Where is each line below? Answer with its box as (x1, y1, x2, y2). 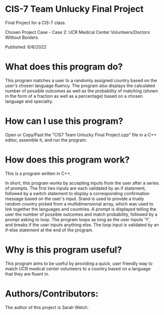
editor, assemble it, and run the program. (5, 137, 87, 143)
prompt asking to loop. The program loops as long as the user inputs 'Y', (5, 216, 151, 222)
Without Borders (5, 34, 38, 40)
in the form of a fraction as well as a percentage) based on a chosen (5, 93, 143, 99)
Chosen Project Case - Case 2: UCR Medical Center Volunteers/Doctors (5, 29, 150, 35)
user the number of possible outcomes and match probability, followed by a (5, 211, 158, 217)
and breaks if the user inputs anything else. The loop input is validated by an (5, 222, 159, 228)
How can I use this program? (5, 115, 123, 127)
